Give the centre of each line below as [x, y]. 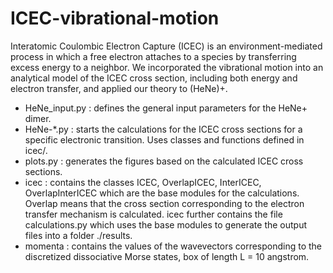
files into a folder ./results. [78, 235]
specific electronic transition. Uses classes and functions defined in [164, 139]
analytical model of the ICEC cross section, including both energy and [154, 78]
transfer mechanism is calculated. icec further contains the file [153, 214]
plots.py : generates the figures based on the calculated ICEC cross [164, 161]
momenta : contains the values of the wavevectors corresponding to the [173, 246]
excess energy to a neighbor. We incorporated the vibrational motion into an [167, 67]
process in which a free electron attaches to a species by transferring [153, 56]
